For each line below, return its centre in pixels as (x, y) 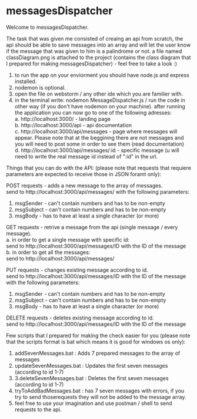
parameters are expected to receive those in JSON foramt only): (84, 174)
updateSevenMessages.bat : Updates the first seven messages (91, 365)
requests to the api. (38, 409)
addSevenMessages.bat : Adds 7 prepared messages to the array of (97, 353)
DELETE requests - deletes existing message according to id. (80, 318)
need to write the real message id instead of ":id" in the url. (86, 156)
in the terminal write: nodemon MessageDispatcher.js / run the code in (100, 100)
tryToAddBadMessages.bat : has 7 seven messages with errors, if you (99, 391)
